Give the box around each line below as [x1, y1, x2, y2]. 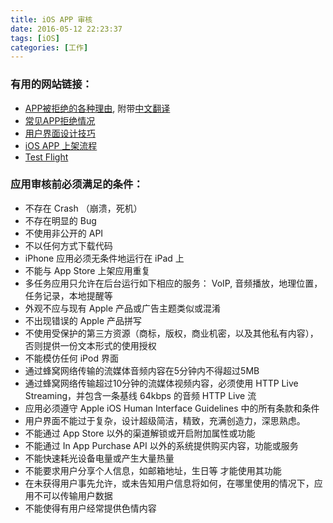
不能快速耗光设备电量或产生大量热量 [24, 452, 175, 464]
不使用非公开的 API [24, 227, 104, 239]
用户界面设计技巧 [24, 127, 96, 139]
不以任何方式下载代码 [24, 239, 113, 251]
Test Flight [24, 151, 69, 163]
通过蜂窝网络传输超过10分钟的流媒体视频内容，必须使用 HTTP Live [24, 377, 299, 389]
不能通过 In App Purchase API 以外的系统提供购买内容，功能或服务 [24, 439, 299, 451]
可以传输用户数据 [42, 489, 113, 501]
